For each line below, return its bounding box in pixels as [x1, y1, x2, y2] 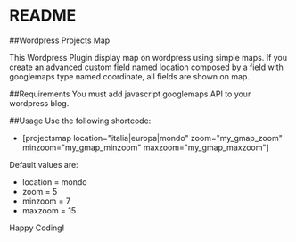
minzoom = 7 [21, 196, 71, 206]
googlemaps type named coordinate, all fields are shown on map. [9, 71, 250, 81]
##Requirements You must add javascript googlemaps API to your [9, 88, 251, 99]
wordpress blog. [9, 97, 70, 108]
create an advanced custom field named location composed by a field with [9, 62, 284, 72]
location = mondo [21, 176, 87, 188]
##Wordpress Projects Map [9, 35, 111, 46]
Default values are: [9, 159, 78, 170]
